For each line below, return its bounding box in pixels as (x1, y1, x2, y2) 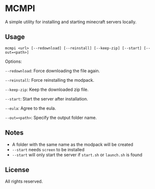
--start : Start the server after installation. (5, 96, 88, 102)
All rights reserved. (5, 178, 43, 184)
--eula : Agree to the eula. (5, 105, 56, 111)
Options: (5, 58, 22, 64)
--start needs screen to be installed (12, 146, 85, 152)
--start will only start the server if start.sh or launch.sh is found (12, 152, 142, 158)
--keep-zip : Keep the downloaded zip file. (5, 87, 89, 92)
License (5, 165, 30, 174)
